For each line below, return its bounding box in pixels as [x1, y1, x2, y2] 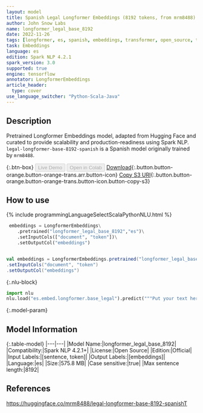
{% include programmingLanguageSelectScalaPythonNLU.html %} [6, 211, 172, 218]
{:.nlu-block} [6, 278, 37, 286]
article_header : [6, 82, 47, 89]
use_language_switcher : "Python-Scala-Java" [6, 93, 120, 99]
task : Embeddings [6, 43, 50, 49]
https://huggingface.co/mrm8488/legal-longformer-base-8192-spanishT [6, 400, 187, 407]
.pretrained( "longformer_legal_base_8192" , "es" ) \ [17, 229, 145, 235]
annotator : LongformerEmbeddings [6, 76, 91, 82]
